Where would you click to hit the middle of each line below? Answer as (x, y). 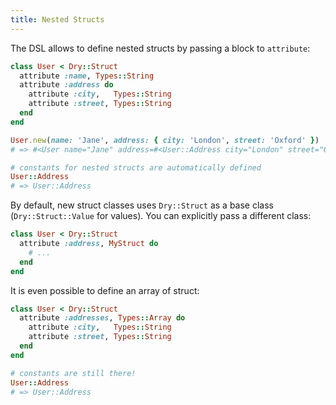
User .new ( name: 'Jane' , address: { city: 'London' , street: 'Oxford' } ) (165, 140)
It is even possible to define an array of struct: (105, 290)
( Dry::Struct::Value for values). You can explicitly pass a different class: (161, 216)
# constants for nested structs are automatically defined (136, 167)
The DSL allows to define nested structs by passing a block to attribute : (160, 48)
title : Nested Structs (57, 19)
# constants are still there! (73, 373)
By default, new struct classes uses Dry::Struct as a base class (142, 205)
